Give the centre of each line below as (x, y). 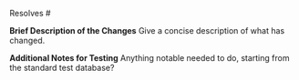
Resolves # (31, 13)
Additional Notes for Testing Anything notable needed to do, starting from (149, 58)
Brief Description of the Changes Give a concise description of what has (147, 30)
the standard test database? (62, 68)
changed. (27, 40)
